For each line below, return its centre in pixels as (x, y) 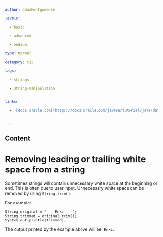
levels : (13, 18)
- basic (17, 27)
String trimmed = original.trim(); (41, 216)
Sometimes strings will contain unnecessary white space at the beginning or (81, 183)
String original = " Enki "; (41, 212)
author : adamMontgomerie (30, 9)
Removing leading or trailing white (75, 159)
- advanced (20, 36)
